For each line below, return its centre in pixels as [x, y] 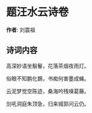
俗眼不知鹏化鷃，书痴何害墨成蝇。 [48, 79]
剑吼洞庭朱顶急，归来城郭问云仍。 [48, 103]
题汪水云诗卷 [38, 12]
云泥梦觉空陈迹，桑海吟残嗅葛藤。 [48, 91]
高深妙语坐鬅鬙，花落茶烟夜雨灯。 [48, 65]
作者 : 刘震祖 [21, 30]
